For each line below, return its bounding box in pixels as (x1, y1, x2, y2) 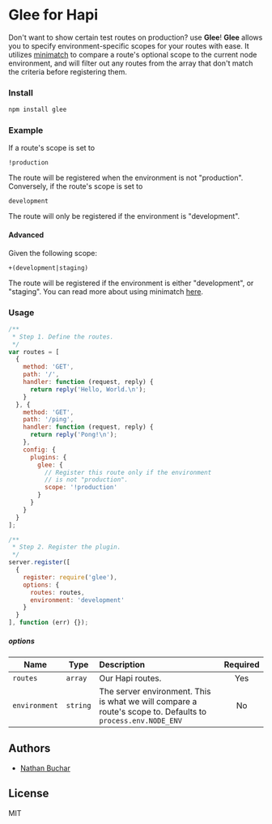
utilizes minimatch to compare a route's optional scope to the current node (8, 49, 257, 59)
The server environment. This (99, 686, 211, 697)
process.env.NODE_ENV (99, 716, 182, 725)
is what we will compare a (99, 696, 198, 707)
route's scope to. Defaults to (99, 707, 207, 717)
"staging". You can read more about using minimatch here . (8, 286, 204, 297)
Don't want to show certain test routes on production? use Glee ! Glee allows (8, 32, 263, 42)
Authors (8, 741, 51, 755)
